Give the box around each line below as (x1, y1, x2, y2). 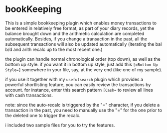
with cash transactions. (5, 92, 53, 98)
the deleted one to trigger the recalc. (5, 112, 81, 118)
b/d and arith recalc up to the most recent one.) (5, 46, 103, 52)
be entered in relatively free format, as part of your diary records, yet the (5, 25, 155, 31)
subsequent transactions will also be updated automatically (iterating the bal (5, 41, 162, 47)
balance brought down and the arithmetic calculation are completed (5, 30, 145, 36)
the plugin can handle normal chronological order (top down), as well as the (5, 56, 161, 62)
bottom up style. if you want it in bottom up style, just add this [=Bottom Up (5, 61, 158, 67)
